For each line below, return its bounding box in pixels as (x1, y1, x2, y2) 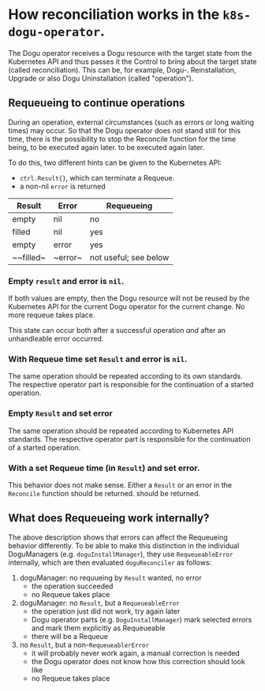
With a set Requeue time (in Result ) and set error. (8, 462, 200, 473)
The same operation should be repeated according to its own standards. (8, 372, 243, 381)
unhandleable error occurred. (8, 334, 104, 344)
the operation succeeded (31, 581, 114, 591)
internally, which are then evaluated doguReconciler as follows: (8, 558, 212, 567)
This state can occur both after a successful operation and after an (8, 326, 226, 335)
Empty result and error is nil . (8, 275, 125, 286)
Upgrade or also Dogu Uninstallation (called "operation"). (8, 73, 194, 83)
